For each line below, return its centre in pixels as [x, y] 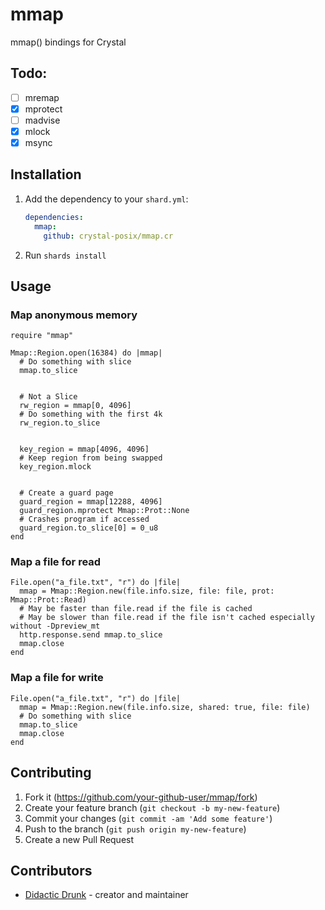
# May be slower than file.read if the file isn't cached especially [167, 618]
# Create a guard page [66, 493]
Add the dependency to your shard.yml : [106, 199]
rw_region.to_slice [60, 423]
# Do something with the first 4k [91, 414]
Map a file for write [57, 678]
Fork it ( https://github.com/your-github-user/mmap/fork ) [141, 797]
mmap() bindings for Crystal [68, 42]
